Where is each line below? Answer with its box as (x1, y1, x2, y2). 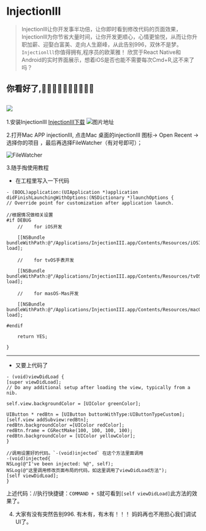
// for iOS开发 (17, 224, 63, 230)
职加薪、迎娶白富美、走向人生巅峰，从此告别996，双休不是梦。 (21, 41, 182, 48)
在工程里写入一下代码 (15, 177, 69, 185)
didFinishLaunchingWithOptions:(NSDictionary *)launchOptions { (6, 195, 174, 201)
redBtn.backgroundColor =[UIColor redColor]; (6, 422, 124, 428)
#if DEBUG (6, 217, 32, 223)
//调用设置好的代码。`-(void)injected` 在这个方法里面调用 (6, 450, 144, 457)
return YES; (17, 333, 48, 340)
